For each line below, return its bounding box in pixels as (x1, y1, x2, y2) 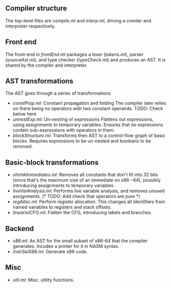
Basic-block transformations (5, 158, 99, 167)
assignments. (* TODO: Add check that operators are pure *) (12, 193, 140, 199)
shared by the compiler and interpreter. (5, 62, 88, 68)
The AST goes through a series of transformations (5, 90, 111, 96)
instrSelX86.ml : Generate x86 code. (12, 249, 88, 255)
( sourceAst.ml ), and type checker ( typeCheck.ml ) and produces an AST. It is (5, 56, 166, 63)
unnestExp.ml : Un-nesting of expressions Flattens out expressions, (12, 117, 154, 123)
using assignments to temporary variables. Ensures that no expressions (12, 122, 163, 128)
